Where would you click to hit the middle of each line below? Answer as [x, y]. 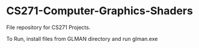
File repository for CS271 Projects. [48, 27]
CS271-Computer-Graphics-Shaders [100, 11]
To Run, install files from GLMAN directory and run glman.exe [82, 39]
